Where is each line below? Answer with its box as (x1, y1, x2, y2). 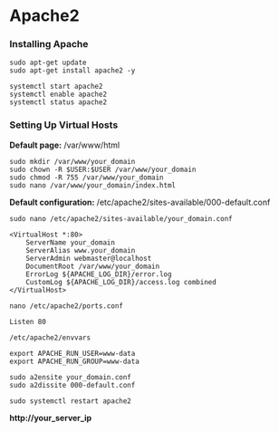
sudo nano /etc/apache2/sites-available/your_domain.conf (9, 214, 233, 223)
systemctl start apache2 (9, 82, 103, 91)
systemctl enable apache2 (9, 90, 107, 100)
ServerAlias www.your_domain (25, 245, 136, 254)
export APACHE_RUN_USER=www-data (9, 349, 136, 358)
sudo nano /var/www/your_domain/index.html (9, 180, 177, 190)
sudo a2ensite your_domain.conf (9, 372, 131, 381)
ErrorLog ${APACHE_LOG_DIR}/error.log (25, 269, 172, 279)
